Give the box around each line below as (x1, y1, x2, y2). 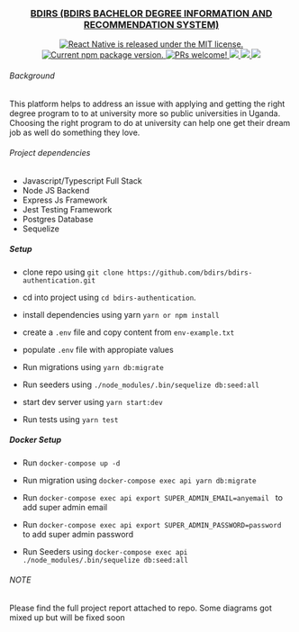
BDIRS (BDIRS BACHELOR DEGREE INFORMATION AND (30, 7, 273, 20)
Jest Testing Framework (22, 203, 113, 214)
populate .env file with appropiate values (22, 344, 174, 355)
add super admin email (22, 501, 108, 512)
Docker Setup (9, 435, 62, 446)
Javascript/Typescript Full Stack (22, 175, 142, 186)
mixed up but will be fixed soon (9, 611, 126, 623)
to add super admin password (22, 528, 133, 539)
